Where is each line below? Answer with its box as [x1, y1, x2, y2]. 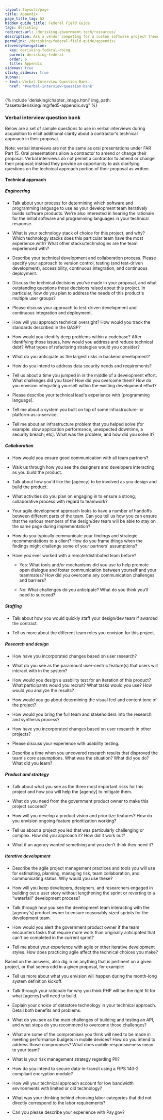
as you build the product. [12, 469, 62, 476]
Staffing [5, 603, 22, 609]
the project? [12, 702, 36, 708]
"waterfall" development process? [12, 895, 81, 901]
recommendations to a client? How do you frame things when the [12, 538, 143, 544]
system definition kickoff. [12, 978, 63, 984]
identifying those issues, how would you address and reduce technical [12, 339, 153, 345]
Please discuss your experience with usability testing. [12, 741, 120, 746]
